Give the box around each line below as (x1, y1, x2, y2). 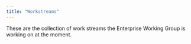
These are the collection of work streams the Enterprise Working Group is (6, 25, 186, 32)
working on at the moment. (6, 31, 72, 38)
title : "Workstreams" (6, 8, 60, 15)
